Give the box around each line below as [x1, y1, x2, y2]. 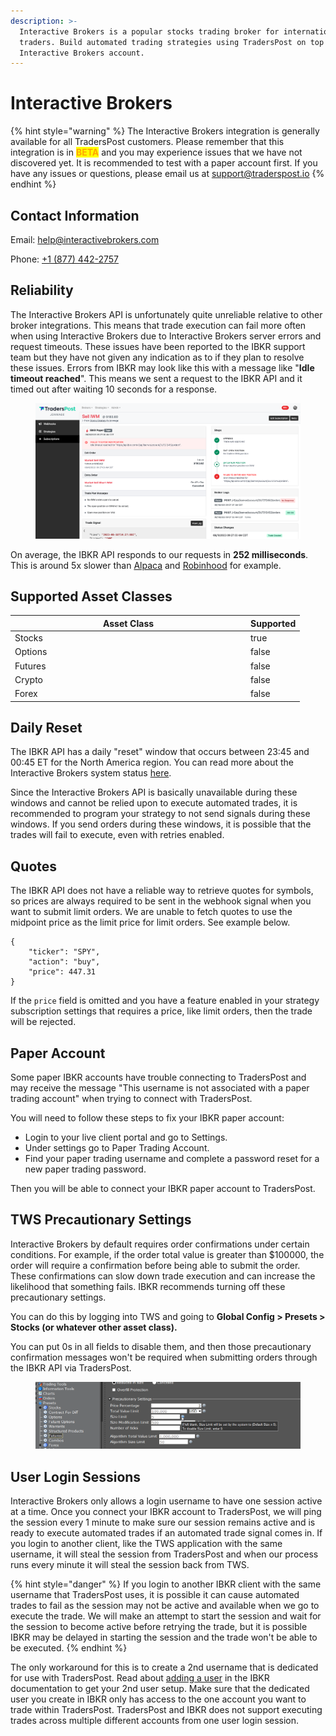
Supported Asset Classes [10, 588, 173, 605]
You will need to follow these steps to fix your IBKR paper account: [10, 1112, 285, 1124]
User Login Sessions [10, 1468, 142, 1485]
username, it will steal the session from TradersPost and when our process [10, 1548, 319, 1560]
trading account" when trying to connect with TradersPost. [10, 1093, 253, 1105]
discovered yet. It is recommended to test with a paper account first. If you [10, 157, 318, 169]
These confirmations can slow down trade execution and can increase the [10, 1270, 316, 1282]
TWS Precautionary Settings [10, 1211, 192, 1229]
